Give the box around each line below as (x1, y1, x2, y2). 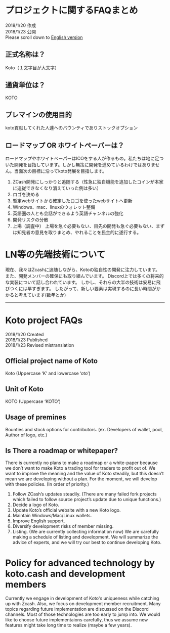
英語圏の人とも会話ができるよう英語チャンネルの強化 (12, 210, 124, 216)
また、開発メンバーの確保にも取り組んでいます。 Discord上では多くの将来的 (5, 273, 164, 279)
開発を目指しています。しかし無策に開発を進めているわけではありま (14, 162, 155, 168)
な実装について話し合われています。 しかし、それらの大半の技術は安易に (5, 279, 156, 286)
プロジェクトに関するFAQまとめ (5, 5, 138, 16)
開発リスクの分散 (12, 217, 49, 223)
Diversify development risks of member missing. (12, 523, 114, 529)
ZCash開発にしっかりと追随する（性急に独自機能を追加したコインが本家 (12, 179, 163, 185)
